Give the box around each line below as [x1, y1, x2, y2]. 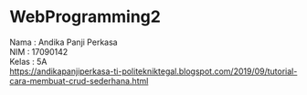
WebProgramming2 [9, 6, 162, 27]
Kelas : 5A [9, 56, 48, 67]
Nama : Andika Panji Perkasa [9, 37, 118, 47]
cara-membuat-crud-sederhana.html [9, 75, 149, 86]
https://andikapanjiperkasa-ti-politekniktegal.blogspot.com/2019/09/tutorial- [9, 66, 298, 77]
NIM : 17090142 [9, 46, 69, 57]
